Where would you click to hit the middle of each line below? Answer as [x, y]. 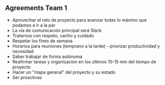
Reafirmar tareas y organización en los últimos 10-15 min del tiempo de [84, 61]
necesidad [23, 51]
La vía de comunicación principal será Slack [57, 30]
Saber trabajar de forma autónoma [47, 57]
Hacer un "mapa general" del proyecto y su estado [64, 72]
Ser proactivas [27, 77]
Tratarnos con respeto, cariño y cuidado [53, 35]
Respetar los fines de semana [42, 41]
